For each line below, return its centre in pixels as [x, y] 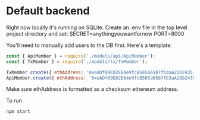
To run [14, 101]
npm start [18, 112]
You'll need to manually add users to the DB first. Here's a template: [89, 45]
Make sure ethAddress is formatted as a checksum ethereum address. [92, 89]
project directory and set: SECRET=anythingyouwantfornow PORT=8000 [95, 33]
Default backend [48, 11]
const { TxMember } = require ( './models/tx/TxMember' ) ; [77, 61]
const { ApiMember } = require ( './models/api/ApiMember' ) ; [81, 56]
